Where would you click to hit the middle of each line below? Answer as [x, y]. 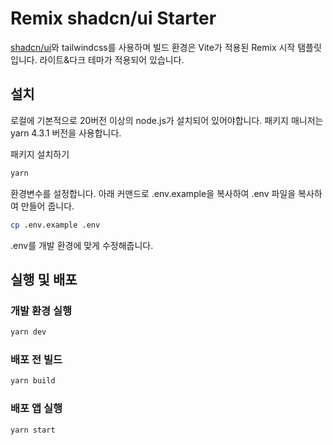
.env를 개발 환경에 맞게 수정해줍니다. [82, 245]
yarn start [33, 430]
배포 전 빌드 [36, 359]
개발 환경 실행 [41, 310]
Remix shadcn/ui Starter [113, 18]
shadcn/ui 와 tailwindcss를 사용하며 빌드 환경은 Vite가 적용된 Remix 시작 [153, 47]
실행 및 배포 [44, 279]
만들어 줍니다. [47, 206]
